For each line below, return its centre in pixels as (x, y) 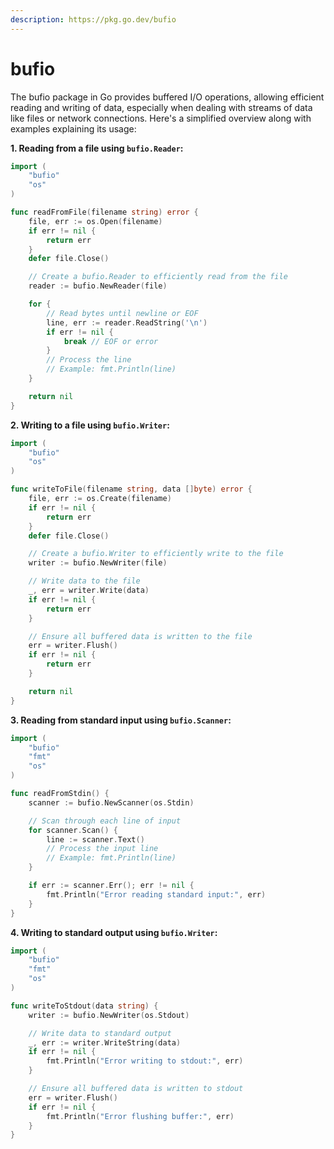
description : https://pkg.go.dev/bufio (93, 19)
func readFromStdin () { (60, 794)
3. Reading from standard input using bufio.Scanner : (121, 720)
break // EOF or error (111, 341)
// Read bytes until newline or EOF (122, 313)
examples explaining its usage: (73, 128)
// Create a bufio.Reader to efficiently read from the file (158, 277)
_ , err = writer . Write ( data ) (89, 591)
